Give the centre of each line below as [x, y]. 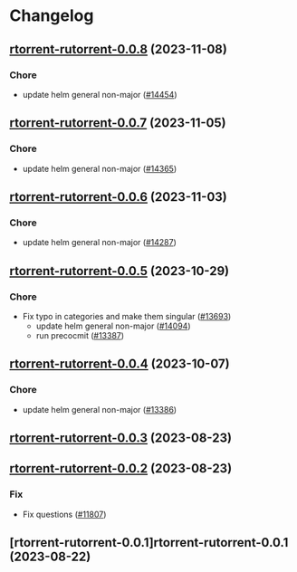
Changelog [52, 16]
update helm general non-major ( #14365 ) [100, 168]
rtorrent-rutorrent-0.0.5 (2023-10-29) [120, 271]
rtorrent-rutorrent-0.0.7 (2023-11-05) [118, 123]
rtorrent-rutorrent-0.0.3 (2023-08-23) [121, 439]
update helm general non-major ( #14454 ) [100, 94]
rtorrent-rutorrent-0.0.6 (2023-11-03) [119, 197]
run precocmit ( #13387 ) [80, 335]
